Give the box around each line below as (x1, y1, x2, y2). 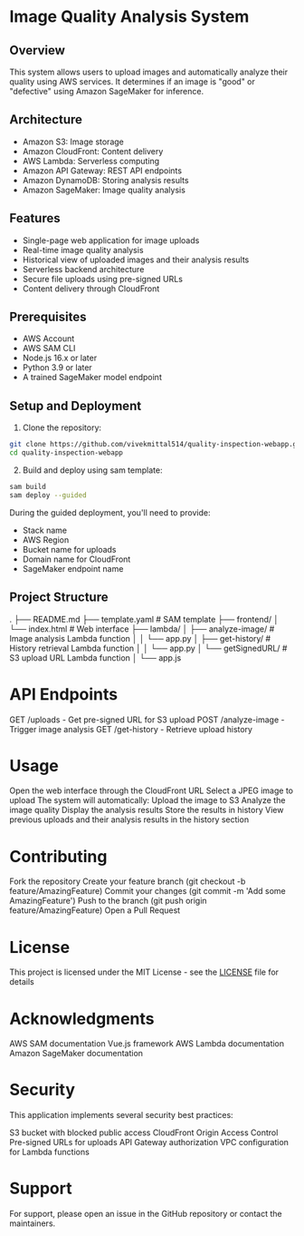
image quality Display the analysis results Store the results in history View (9, 805, 284, 816)
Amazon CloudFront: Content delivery (22, 145, 164, 156)
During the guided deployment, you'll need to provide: (9, 506, 211, 518)
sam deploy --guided (9, 490, 88, 500)
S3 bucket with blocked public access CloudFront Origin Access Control (9, 1127, 279, 1138)
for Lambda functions (9, 1146, 90, 1158)
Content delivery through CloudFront (22, 283, 160, 294)
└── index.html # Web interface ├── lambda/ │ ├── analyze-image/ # (9, 623, 275, 634)
